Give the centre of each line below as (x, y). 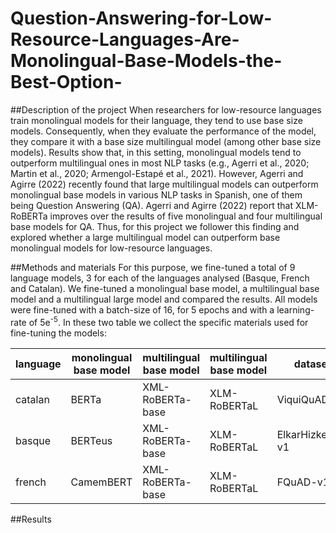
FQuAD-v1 (303, 482)
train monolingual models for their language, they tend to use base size (156, 120)
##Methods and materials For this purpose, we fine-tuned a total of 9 (153, 267)
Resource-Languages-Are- (125, 39)
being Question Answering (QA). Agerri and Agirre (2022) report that (151, 205)
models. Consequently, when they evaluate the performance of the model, (163, 131)
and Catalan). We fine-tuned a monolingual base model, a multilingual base (165, 288)
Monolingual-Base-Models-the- (146, 61)
